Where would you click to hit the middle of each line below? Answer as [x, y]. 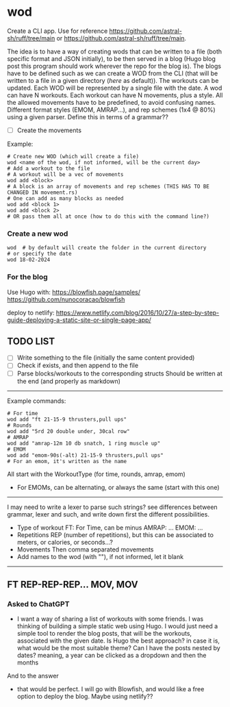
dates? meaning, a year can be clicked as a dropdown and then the [112, 656]
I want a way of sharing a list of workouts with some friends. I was [110, 619]
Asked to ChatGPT [38, 604]
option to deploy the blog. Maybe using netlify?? [85, 697]
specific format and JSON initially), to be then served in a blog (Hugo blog [111, 58]
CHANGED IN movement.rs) [42, 193]
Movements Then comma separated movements [85, 549]
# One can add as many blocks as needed [66, 199]
